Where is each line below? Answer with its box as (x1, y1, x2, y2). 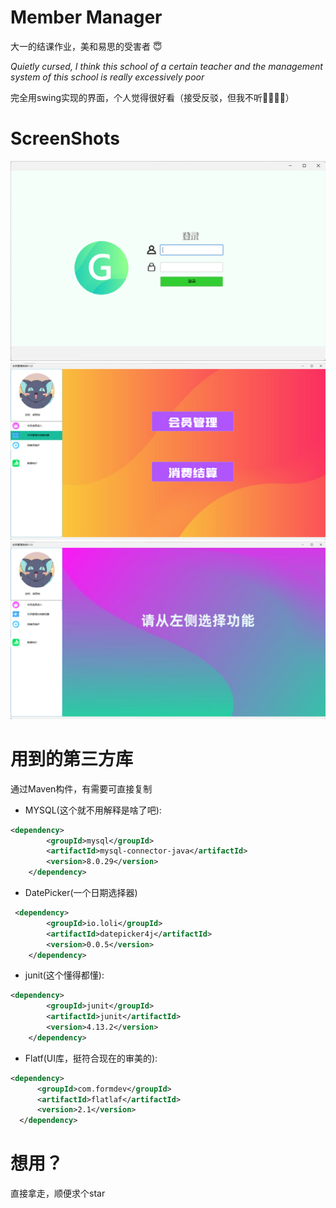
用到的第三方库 (10, 747, 134, 770)
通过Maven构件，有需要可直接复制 (10, 782, 153, 795)
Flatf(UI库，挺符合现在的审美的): (24, 1052, 158, 1064)
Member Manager (10, 6, 163, 29)
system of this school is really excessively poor (10, 71, 205, 83)
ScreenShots (10, 127, 120, 150)
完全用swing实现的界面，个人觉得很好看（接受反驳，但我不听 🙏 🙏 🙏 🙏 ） (10, 91, 295, 103)
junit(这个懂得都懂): (24, 969, 105, 981)
